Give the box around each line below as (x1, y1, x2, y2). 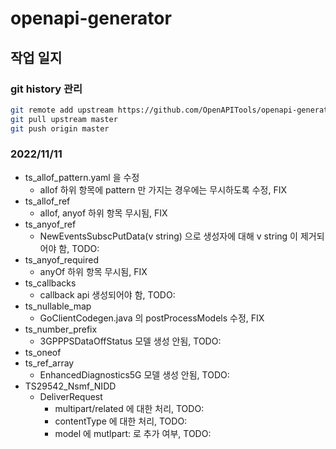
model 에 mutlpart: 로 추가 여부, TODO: (54, 427, 212, 439)
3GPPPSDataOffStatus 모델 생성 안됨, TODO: (39, 335, 222, 347)
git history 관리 (10, 82, 83, 96)
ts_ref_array (24, 357, 75, 369)
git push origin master (10, 123, 110, 134)
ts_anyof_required (24, 253, 99, 266)
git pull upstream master (10, 114, 118, 124)
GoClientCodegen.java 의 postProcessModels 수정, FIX (39, 312, 265, 324)
